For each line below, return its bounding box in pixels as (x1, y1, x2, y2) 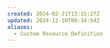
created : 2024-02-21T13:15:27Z (7, 10, 100, 18)
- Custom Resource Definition (13, 30, 103, 37)
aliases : (7, 23, 33, 30)
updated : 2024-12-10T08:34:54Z (7, 17, 100, 24)
